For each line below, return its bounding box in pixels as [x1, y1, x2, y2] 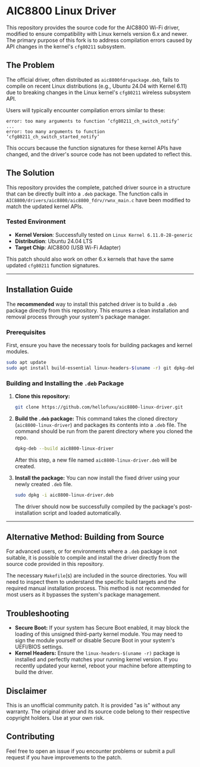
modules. [6, 348, 29, 355]
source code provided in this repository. [6, 561, 104, 568]
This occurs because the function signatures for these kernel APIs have [6, 144, 182, 151]
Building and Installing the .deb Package [6, 379, 124, 387]
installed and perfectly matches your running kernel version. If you [14, 656, 178, 663]
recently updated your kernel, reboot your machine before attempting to [14, 662, 192, 669]
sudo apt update [6, 359, 46, 365]
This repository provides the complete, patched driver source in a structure [6, 184, 190, 191]
